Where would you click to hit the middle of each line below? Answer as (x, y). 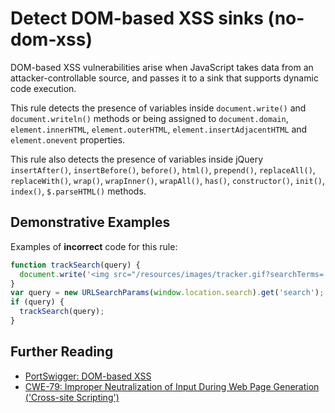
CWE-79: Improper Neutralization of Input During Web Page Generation (172, 386)
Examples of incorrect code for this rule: (94, 246)
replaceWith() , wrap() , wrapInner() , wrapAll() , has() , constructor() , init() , (167, 180)
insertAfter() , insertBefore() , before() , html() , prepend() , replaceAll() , (163, 169)
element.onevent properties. (68, 139)
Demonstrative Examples (90, 222)
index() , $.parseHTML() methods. (78, 191)
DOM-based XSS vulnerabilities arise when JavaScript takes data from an (162, 67)
